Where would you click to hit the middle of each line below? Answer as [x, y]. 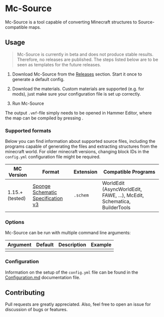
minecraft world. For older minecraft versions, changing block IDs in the [77, 152]
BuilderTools [116, 208]
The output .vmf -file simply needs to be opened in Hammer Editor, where [79, 113]
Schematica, [116, 201]
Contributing [25, 293]
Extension [85, 172]
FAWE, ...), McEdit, [123, 196]
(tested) [17, 198]
